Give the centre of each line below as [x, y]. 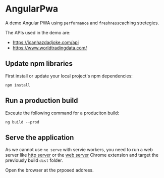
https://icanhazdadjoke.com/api [46, 42]
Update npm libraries [39, 64]
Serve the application [40, 137]
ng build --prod [22, 122]
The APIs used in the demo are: [38, 32]
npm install [18, 85]
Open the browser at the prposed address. [50, 170]
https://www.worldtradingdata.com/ [50, 48]
